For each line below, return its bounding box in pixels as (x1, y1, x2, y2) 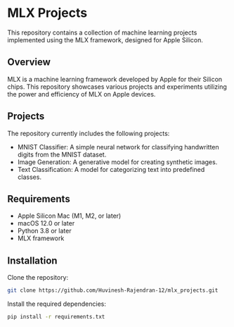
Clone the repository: (7, 273, 69, 282)
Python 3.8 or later (17, 227, 72, 235)
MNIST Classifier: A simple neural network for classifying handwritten (17, 142, 219, 151)
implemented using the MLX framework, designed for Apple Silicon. (7, 35, 204, 44)
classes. (17, 173, 42, 181)
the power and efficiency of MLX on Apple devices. (7, 90, 156, 98)
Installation (7, 254, 58, 266)
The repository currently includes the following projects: (7, 129, 170, 137)
